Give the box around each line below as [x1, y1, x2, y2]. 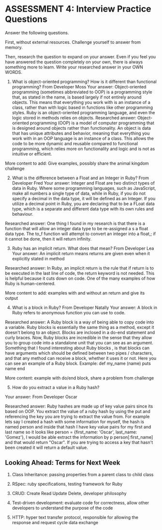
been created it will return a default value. [5, 445, 88, 450]
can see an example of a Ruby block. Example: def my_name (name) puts [5, 360, 151, 366]
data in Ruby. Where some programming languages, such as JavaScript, [12, 185, 156, 191]
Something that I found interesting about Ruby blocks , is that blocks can [5, 345, 150, 351]
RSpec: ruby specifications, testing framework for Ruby [12, 481, 123, 487]
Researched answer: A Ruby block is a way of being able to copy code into [5, 319, 154, 325]
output [5, 295, 18, 301]
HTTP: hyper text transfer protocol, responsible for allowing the [12, 514, 139, 520]
